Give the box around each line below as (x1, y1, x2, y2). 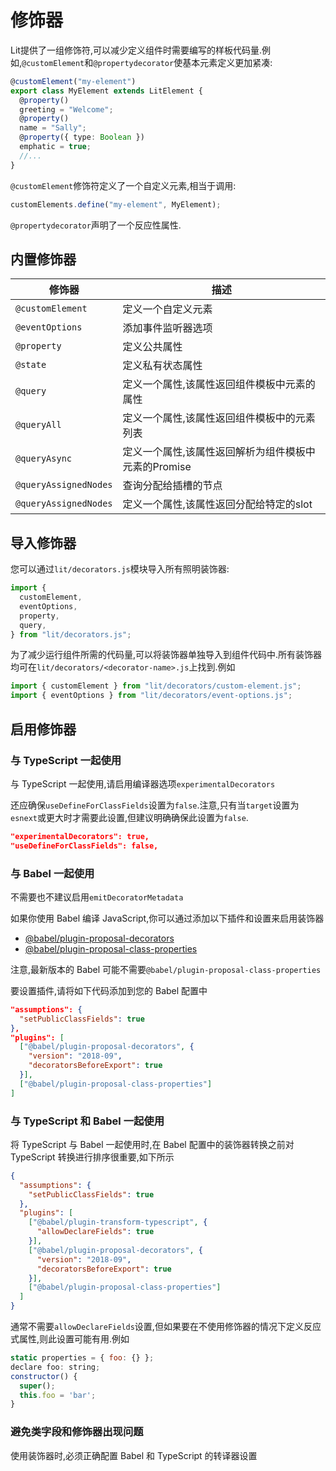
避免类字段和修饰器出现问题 (10, 1425, 144, 1439)
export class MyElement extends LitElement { (10, 86, 203, 96)
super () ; (19, 1381, 56, 1391)
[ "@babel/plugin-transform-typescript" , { (28, 1217, 208, 1228)
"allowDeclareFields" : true (36, 1227, 155, 1237)
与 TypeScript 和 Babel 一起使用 (10, 1114, 165, 1128)
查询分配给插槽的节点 (122, 479, 223, 493)
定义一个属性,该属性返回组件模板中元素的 (122, 377, 316, 391)
